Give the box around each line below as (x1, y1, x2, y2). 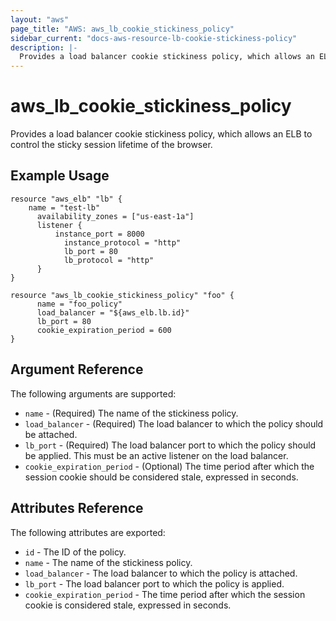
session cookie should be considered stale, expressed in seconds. (24, 471, 299, 483)
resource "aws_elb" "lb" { (10, 194, 123, 204)
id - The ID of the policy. (24, 546, 127, 558)
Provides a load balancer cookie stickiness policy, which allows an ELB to (10, 128, 313, 140)
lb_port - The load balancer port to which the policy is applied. (24, 577, 285, 590)
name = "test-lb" (28, 202, 101, 213)
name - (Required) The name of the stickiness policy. (24, 407, 239, 419)
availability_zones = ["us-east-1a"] (36, 211, 195, 221)
